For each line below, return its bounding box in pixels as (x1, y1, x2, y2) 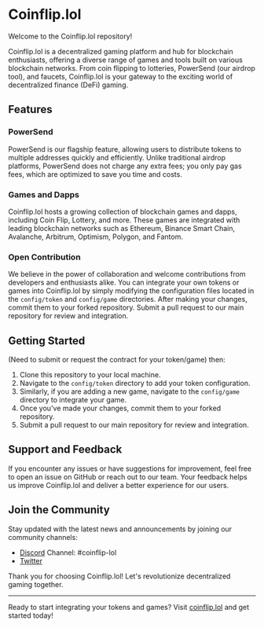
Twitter (19, 556, 43, 565)
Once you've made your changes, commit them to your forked (19, 403, 222, 413)
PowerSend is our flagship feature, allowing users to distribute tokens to (8, 144, 242, 154)
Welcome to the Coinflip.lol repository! (8, 31, 133, 41)
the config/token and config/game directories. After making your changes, (8, 295, 247, 304)
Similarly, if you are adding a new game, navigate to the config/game (19, 387, 240, 396)
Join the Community (8, 503, 110, 516)
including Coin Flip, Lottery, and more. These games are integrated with (8, 215, 240, 225)
